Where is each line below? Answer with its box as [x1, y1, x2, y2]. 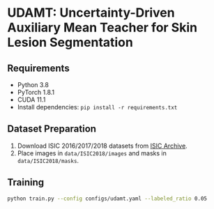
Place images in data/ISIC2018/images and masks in [17, 148, 167, 157]
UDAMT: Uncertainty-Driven [7, 5, 176, 21]
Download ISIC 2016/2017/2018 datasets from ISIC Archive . [17, 141, 188, 150]
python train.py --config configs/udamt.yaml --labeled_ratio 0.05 [7, 195, 208, 202]
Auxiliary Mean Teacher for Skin [7, 20, 197, 36]
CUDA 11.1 [17, 95, 46, 104]
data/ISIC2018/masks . [17, 156, 79, 164]
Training [7, 176, 45, 189]
